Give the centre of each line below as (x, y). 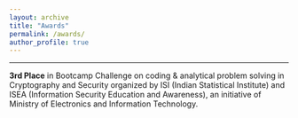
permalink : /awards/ (47, 34)
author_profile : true (49, 42)
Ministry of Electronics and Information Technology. (104, 104)
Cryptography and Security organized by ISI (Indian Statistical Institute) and (147, 85)
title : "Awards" (39, 26)
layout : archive (39, 17)
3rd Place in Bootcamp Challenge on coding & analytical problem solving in (147, 75)
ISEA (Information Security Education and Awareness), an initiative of (135, 95)
